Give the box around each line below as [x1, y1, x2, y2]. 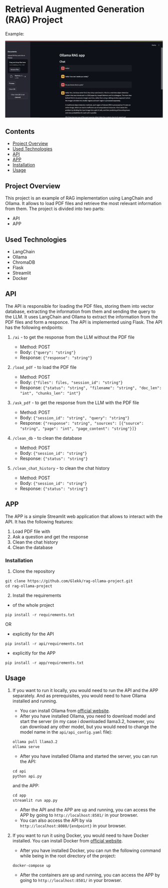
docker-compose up [12, 863, 51, 868]
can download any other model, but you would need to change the [19, 724, 157, 730]
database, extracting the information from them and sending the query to [5, 308, 156, 314]
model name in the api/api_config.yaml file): [19, 729, 112, 735]
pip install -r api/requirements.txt [5, 641, 84, 646]
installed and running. [12, 698, 57, 704]
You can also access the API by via [19, 817, 92, 823]
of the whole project [12, 602, 54, 608]
